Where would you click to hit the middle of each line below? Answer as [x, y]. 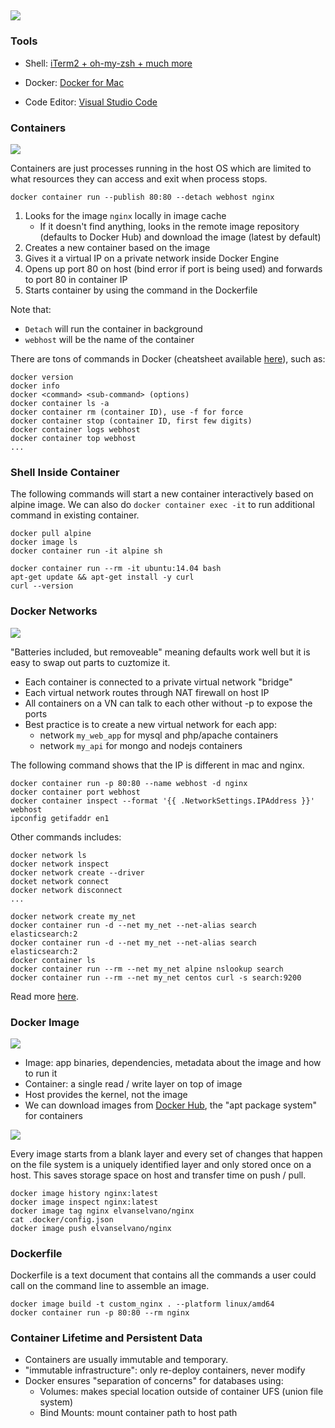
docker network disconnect [66, 890]
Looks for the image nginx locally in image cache [125, 215]
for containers [53, 1115]
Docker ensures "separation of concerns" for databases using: [154, 1381]
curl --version [42, 586]
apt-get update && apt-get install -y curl [102, 577]
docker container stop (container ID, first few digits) [131, 421]
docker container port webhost [75, 792]
